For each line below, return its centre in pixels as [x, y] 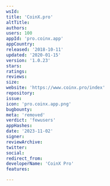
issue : [14, 98]
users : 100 [19, 33]
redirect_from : [24, 159]
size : [13, 82]
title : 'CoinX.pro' [30, 17]
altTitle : [18, 22]
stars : [14, 66]
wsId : [13, 11]
